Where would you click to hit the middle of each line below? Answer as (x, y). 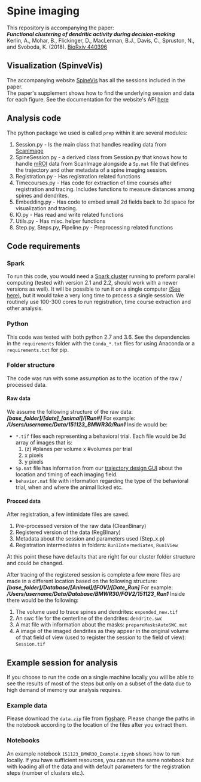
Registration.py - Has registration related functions (78, 176)
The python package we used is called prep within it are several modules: (97, 133)
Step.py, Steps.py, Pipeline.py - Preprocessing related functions (94, 227)
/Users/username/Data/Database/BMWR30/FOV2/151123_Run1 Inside (96, 594)
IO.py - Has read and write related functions (70, 214)
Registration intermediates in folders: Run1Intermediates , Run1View (97, 545)
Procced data (24, 501)
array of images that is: (44, 443)
